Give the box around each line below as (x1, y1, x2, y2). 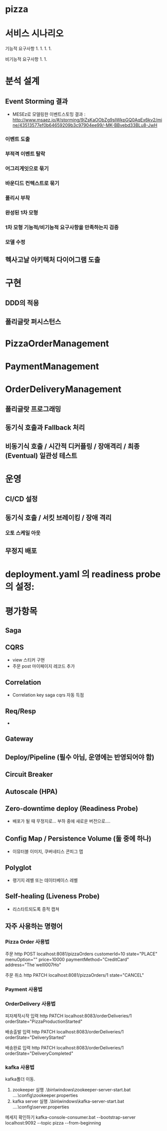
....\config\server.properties (12, 1104, 69, 1110)
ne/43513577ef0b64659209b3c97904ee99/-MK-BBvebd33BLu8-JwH (12, 122, 158, 128)
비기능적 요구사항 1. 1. (5, 56, 47, 62)
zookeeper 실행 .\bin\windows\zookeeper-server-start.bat (12, 1087, 131, 1093)
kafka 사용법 (5, 1063, 35, 1070)
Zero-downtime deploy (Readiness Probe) (5, 804, 139, 813)
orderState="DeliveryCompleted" (5, 1050, 74, 1056)
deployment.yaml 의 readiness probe (5, 569, 161, 580)
